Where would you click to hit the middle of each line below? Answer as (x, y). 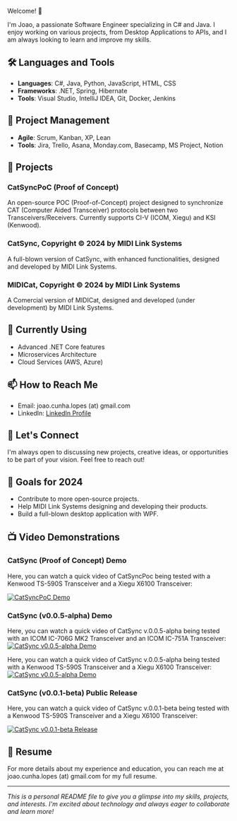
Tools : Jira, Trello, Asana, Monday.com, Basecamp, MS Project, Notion (120, 145)
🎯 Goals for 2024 (45, 482)
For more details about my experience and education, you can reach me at (116, 769)
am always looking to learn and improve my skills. (79, 40)
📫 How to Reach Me (53, 385)
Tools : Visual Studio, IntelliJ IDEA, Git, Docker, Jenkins (97, 98)
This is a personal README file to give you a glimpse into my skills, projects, (118, 797)
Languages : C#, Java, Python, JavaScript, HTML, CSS (97, 83)
